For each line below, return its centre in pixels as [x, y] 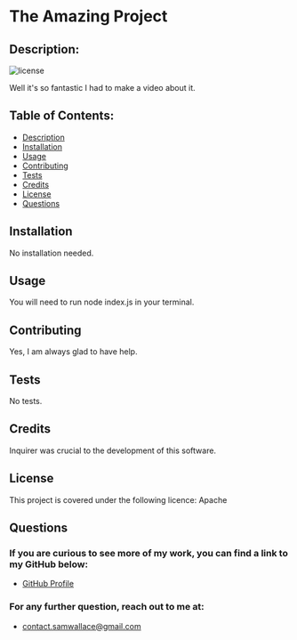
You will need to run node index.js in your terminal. [102, 302]
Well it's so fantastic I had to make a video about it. [102, 88]
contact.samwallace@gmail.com [81, 626]
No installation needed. [52, 253]
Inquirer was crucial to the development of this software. [112, 450]
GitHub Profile [48, 584]
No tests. [26, 401]
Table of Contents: [62, 116]
